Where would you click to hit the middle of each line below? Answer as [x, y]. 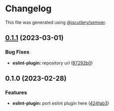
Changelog [28, 9]
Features [16, 92]
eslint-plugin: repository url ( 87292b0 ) [53, 63]
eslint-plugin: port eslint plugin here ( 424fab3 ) [61, 103]
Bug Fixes [17, 52]
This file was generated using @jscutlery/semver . [56, 22]
